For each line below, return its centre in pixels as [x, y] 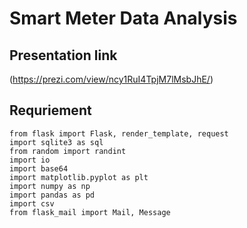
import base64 [39, 168]
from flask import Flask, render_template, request [119, 133]
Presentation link [63, 55]
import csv [32, 203]
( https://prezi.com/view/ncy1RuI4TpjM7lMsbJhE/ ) [111, 79]
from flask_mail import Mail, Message [90, 212]
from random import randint [68, 151]
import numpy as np [50, 186]
